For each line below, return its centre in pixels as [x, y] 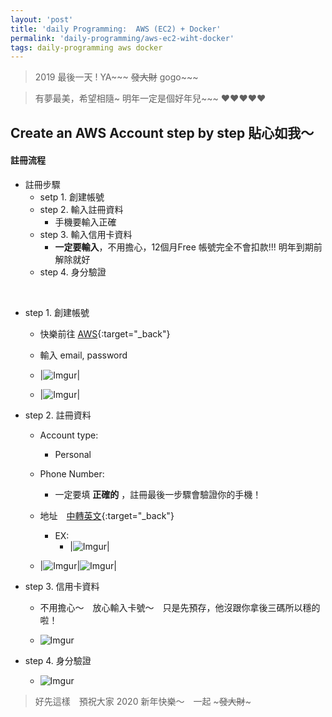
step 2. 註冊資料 [58, 415]
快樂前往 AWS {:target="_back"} [105, 333]
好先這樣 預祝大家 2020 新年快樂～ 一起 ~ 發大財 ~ [143, 701]
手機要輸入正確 [85, 222]
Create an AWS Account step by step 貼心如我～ [162, 132]
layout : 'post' [42, 19]
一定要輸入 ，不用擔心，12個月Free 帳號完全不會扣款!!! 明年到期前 [188, 247]
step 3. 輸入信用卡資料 [86, 234]
